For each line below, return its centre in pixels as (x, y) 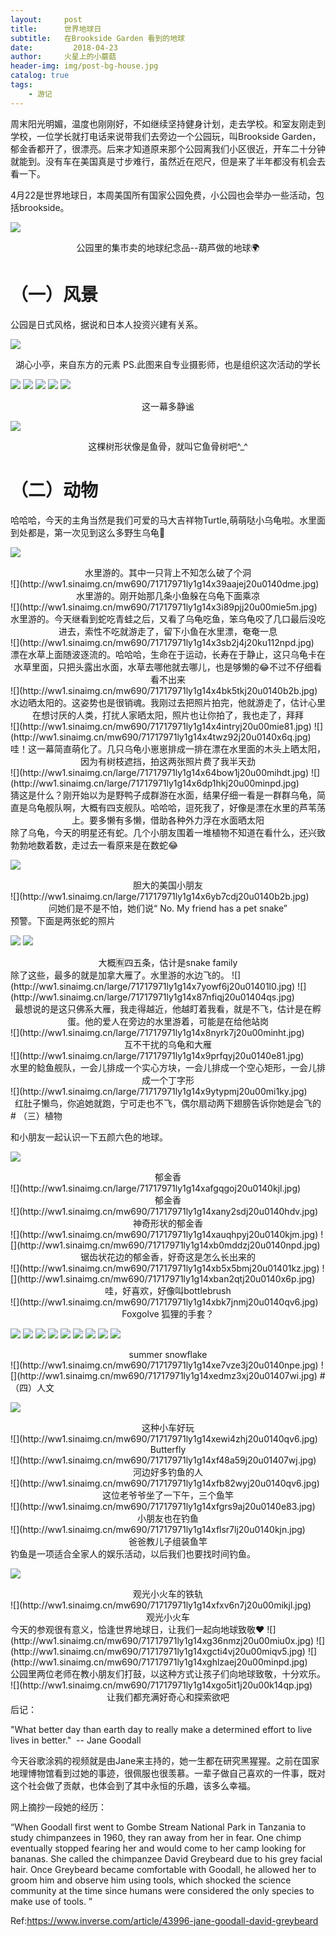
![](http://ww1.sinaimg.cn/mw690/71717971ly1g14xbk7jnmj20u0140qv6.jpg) (164, 1302)
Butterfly (168, 1449)
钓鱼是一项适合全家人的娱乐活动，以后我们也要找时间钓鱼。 (133, 1553)
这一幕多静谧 (168, 406)
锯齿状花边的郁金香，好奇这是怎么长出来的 (168, 1257)
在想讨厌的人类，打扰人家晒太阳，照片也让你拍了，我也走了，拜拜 (168, 715)
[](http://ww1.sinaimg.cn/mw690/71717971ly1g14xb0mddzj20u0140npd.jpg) (165, 1245)
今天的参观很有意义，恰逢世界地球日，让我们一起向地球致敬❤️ (137, 1629)
